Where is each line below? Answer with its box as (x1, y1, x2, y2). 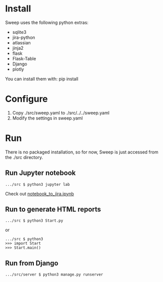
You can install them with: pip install (5, 76, 79, 82)
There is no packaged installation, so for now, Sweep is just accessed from (5, 149, 159, 155)
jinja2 (12, 45, 24, 51)
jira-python (12, 34, 36, 40)
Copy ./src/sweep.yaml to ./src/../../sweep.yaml (12, 110, 110, 116)
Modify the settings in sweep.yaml (12, 115, 83, 121)
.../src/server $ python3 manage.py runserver (5, 272, 103, 277)
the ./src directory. (5, 154, 43, 160)
